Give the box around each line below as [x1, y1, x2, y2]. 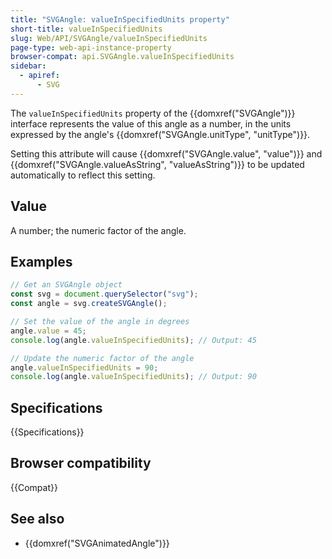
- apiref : [19, 71, 60, 81]
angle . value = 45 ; [10, 326, 87, 336]
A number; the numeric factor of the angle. [10, 224, 187, 236]
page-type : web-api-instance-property [10, 42, 172, 53]
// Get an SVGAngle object [10, 280, 123, 290]
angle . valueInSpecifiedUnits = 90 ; [10, 362, 159, 373]
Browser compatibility [10, 455, 152, 472]
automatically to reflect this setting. [10, 169, 156, 181]
